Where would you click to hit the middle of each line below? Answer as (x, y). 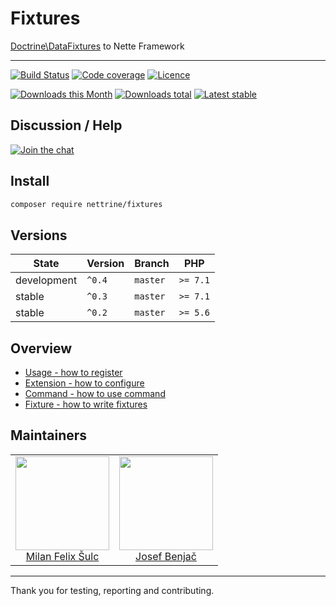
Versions (39, 235)
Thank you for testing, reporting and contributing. (112, 590)
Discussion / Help (66, 125)
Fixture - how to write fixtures (86, 404)
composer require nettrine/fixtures (86, 204)
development (46, 280)
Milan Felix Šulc (62, 556)
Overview (41, 348)
